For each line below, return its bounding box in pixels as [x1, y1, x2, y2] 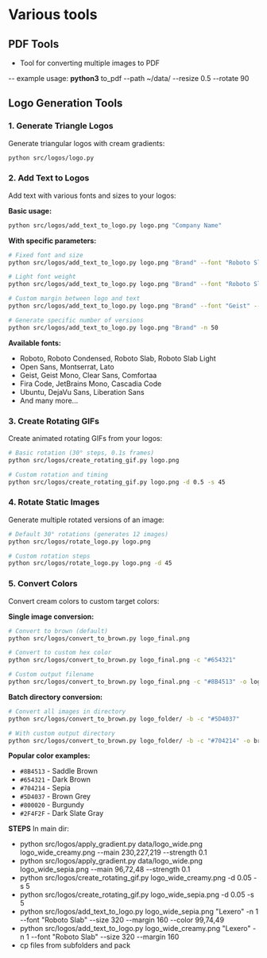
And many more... [19, 396, 79, 405]
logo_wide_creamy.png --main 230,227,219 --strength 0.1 [19, 848, 207, 857]
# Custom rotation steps [8, 552, 91, 560]
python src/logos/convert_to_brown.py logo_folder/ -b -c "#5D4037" [8, 715, 240, 723]
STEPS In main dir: [8, 824, 70, 833]
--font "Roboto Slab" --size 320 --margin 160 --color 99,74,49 [19, 915, 225, 925]
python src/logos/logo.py [8, 153, 94, 162]
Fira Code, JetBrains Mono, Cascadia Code [19, 379, 162, 388]
